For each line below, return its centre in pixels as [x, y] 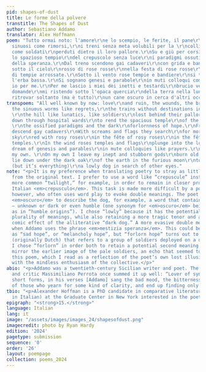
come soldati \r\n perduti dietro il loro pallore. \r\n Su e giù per [98, 52]
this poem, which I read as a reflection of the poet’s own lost [97, 257]
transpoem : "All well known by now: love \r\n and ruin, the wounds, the [100, 103]
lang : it [17, 314]
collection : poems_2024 [37, 360]
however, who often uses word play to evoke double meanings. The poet [105, 194]
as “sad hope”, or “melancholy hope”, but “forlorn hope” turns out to [105, 234]
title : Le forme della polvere [46, 18]
